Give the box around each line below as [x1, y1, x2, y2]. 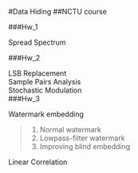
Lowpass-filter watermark [39, 133, 125, 143]
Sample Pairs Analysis [8, 77, 81, 86]
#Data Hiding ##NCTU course [8, 7, 108, 16]
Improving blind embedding [39, 142, 131, 151]
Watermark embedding [8, 109, 84, 119]
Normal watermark [39, 125, 102, 134]
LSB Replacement [8, 69, 67, 78]
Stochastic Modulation [8, 85, 82, 95]
